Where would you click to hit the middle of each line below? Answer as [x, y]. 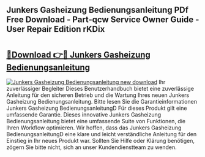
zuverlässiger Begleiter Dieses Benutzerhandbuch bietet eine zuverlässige [100, 89]
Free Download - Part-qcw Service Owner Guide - [103, 20]
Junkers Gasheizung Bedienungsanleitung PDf [97, 10]
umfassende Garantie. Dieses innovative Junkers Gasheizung [84, 115]
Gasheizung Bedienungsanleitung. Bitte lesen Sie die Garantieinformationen [102, 101]
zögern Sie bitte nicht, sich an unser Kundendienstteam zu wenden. [92, 147]
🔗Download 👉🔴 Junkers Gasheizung [79, 55]
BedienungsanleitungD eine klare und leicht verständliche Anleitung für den [102, 134]
